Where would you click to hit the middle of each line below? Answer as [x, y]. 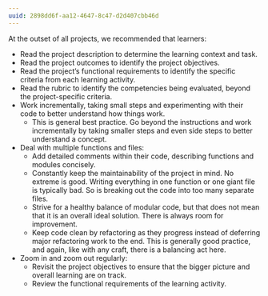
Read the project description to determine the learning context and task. [139, 54]
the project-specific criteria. [66, 96]
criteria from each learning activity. [78, 79]
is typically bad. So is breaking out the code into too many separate [143, 190]
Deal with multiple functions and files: [82, 147]
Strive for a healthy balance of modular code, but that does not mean [146, 207]
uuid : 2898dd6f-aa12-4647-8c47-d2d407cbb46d [84, 16]
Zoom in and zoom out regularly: [74, 258]
